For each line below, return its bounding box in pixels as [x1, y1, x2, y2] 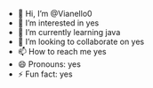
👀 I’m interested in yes [17, 18, 100, 28]
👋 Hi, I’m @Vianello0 [17, 9, 93, 18]
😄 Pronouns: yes [17, 59, 82, 70]
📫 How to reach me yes [17, 47, 107, 56]
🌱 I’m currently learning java [17, 27, 121, 37]
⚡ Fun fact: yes [17, 69, 73, 79]
